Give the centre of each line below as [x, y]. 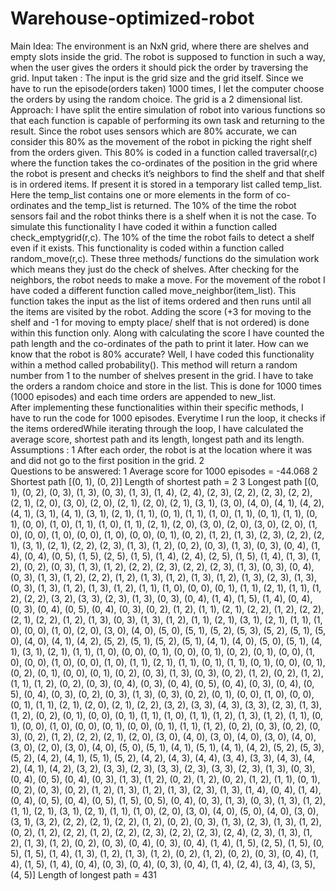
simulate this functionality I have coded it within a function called [144, 226]
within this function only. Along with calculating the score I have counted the [167, 333]
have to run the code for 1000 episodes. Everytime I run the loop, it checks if [168, 418]
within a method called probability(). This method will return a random [154, 364]
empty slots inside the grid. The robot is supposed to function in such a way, [168, 56]
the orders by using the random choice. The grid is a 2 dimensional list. [156, 99]
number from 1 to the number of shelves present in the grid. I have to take [162, 375]
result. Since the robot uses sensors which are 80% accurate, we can [153, 131]
